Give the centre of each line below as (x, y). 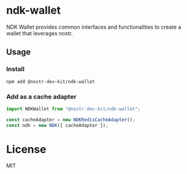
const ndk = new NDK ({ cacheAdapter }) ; (58, 125)
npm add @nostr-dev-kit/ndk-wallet (51, 81)
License (26, 149)
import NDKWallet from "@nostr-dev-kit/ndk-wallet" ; (73, 109)
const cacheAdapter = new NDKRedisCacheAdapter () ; (71, 120)
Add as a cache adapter (41, 96)
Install (16, 69)
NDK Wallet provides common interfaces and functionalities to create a (94, 27)
